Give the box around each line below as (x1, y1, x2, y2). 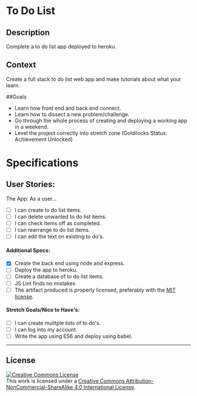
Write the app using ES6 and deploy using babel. (14, 333, 133, 340)
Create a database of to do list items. (14, 273, 104, 280)
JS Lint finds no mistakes (14, 280, 76, 287)
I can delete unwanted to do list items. (14, 213, 107, 220)
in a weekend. (14, 123, 49, 130)
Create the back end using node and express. (14, 260, 125, 267)
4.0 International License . (74, 383, 136, 391)
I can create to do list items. (14, 207, 82, 214)
